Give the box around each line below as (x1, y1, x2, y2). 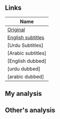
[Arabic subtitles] (7, 50, 47, 56)
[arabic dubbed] (7, 73, 44, 80)
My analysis (5, 90, 42, 98)
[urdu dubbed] (7, 65, 41, 72)
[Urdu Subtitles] (7, 42, 44, 49)
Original (7, 26, 25, 33)
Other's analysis (5, 106, 55, 114)
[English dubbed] (7, 57, 47, 64)
